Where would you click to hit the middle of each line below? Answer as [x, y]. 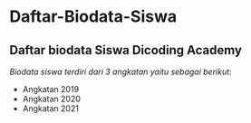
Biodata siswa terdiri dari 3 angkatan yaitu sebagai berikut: [121, 71]
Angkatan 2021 [51, 109]
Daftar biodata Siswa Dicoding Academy [126, 50]
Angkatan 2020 [52, 99]
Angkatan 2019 [51, 89]
